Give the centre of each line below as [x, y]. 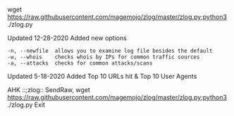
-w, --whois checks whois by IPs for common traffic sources [104, 57]
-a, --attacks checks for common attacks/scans [80, 63]
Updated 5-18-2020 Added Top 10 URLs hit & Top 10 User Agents [102, 76]
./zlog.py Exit [26, 105]
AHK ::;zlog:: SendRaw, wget [49, 90]
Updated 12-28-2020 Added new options [67, 38]
